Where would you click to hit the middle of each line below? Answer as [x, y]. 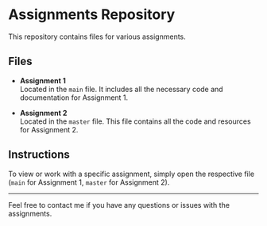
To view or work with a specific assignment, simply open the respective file [132, 174]
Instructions [39, 155]
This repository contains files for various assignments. [97, 36]
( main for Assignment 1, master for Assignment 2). [89, 182]
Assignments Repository [92, 15]
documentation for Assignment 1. [74, 98]
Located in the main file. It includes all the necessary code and [122, 89]
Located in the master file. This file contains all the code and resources [135, 121]
